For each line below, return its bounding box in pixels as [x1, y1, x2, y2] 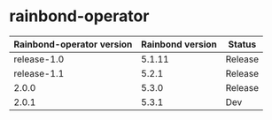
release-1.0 [13, 53, 65, 65]
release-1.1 [13, 67, 65, 79]
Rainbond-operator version [13, 38, 133, 50]
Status [228, 38, 257, 50]
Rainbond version [141, 38, 217, 50]
